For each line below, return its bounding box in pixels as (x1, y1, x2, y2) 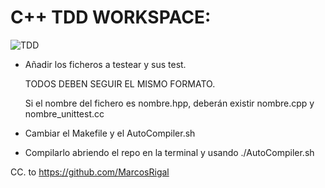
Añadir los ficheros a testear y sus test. (24, 58, 187, 70)
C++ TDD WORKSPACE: (10, 6, 212, 29)
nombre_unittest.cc (24, 107, 105, 120)
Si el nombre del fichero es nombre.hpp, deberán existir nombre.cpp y (24, 97, 315, 109)
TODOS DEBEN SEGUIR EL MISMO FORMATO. (24, 77, 216, 90)
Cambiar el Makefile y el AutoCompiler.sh (24, 127, 196, 139)
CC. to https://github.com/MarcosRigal (10, 166, 170, 178)
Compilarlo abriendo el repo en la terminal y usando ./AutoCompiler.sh (24, 146, 315, 158)
